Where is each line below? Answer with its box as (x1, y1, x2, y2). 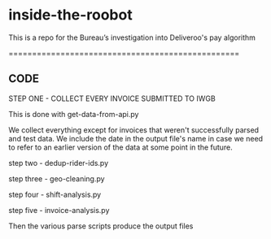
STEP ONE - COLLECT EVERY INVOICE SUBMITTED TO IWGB (8, 93, 216, 103)
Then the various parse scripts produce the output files (8, 221, 194, 231)
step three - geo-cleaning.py (8, 173, 105, 184)
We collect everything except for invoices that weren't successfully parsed (8, 124, 259, 135)
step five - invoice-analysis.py (8, 205, 110, 215)
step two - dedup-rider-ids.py (8, 158, 109, 167)
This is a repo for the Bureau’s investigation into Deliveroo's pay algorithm (8, 33, 256, 42)
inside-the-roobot (8, 6, 133, 24)
